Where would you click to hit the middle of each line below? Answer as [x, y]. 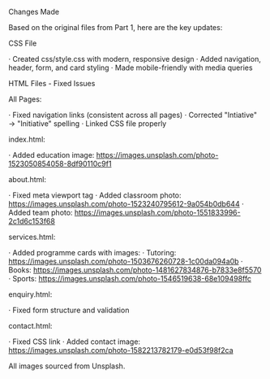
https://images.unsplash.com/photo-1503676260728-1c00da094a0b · [126, 261]
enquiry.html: [30, 294]
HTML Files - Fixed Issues [52, 83]
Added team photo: [41, 212]
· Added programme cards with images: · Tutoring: [92, 253]
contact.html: [30, 326]
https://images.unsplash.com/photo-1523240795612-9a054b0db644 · [126, 204]
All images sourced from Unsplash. [67, 366]
